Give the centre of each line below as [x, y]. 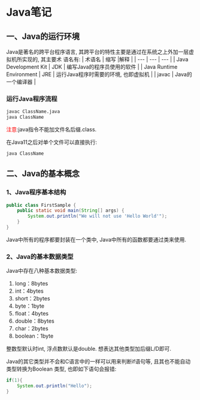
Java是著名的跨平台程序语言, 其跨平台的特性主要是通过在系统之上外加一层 [98, 52]
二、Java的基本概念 [43, 174]
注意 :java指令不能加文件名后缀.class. [51, 130]
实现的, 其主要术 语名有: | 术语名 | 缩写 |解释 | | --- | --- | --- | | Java [105, 59]
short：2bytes [32, 299]
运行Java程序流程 [32, 98]
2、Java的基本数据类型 [40, 257]
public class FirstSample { [41, 205]
